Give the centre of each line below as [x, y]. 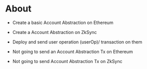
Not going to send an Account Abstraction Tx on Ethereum [73, 51]
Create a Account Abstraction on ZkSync [54, 32]
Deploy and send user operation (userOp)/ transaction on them [77, 42]
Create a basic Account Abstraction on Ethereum [63, 22]
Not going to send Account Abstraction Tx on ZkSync [67, 61]
